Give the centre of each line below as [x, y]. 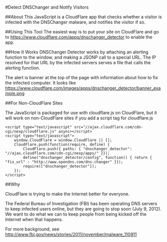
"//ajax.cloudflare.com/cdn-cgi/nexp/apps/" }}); [58, 153]
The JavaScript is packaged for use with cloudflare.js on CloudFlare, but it [81, 113]
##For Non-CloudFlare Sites [34, 103]
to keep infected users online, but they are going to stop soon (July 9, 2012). [83, 209]
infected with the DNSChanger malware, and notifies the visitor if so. [75, 22]
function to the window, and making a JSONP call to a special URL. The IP [81, 57]
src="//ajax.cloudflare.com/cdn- [108, 127]
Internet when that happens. [34, 219]
